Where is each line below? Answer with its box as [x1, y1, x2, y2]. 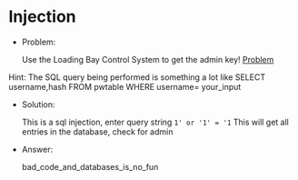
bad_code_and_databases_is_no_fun [21, 161, 159, 172]
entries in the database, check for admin [21, 125, 174, 137]
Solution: [21, 98, 55, 110]
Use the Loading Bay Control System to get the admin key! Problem [21, 54, 274, 65]
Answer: [21, 144, 54, 155]
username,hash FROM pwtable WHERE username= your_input [8, 81, 242, 92]
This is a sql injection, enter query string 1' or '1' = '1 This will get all [21, 116, 290, 127]
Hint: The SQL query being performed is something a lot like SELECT [8, 71, 265, 83]
